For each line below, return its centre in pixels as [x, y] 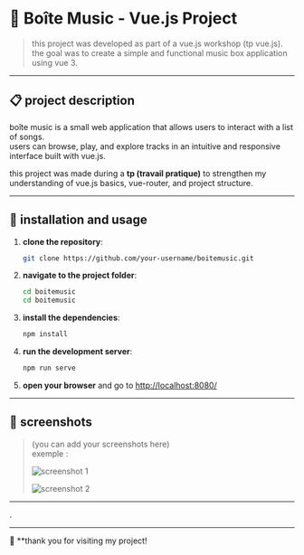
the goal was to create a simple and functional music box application [159, 52]
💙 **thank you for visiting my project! [78, 541]
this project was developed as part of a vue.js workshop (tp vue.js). [157, 43]
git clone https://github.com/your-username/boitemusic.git [138, 258]
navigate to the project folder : [80, 276]
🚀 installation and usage [78, 220]
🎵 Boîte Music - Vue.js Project [123, 19]
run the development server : [77, 352]
